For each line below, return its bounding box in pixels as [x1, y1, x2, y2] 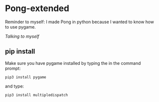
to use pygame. [5, 24, 36, 29]
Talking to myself [5, 33, 40, 39]
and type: [5, 83, 24, 89]
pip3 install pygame [5, 74, 47, 80]
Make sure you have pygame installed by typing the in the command [5, 60, 141, 66]
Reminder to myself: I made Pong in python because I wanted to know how [5, 19, 154, 25]
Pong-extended [5, 3, 70, 14]
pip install [5, 47, 35, 56]
